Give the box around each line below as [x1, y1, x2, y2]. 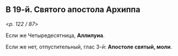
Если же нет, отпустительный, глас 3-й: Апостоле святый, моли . [5, 43, 173, 50]
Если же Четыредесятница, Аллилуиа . [5, 32, 105, 39]
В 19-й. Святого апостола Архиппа [5, 5, 141, 15]
